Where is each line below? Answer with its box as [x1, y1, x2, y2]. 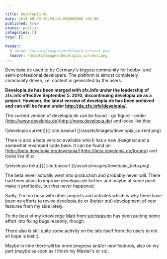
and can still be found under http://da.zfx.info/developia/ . [5, 103, 127, 109]
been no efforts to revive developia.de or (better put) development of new [5, 198, 157, 204]
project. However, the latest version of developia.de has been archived [5, 98, 155, 104]
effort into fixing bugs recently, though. [5, 218, 85, 224]
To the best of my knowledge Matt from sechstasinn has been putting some [5, 213, 161, 219]
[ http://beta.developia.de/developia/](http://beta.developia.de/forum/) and [5, 147, 158, 153]
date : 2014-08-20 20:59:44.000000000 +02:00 [5, 16, 99, 21]
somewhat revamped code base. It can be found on [5, 142, 111, 148]
